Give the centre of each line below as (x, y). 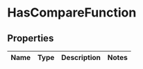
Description (81, 58)
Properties (31, 38)
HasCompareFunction (72, 13)
